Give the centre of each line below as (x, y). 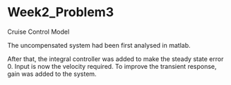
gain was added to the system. (52, 74)
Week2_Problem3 (61, 12)
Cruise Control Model (38, 32)
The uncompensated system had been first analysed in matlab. (99, 45)
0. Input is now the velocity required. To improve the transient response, (112, 66)
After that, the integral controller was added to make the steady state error (115, 59)
